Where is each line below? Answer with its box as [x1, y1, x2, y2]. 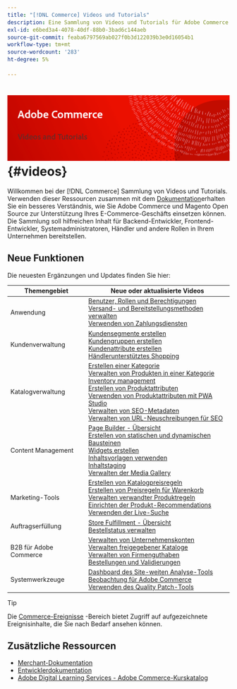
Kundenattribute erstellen [87, 344, 162, 353]
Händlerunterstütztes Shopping [87, 351, 180, 360]
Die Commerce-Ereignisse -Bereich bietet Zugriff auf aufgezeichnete [7, 612, 208, 621]
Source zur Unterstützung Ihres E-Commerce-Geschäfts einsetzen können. [7, 209, 226, 218]
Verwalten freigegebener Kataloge [87, 543, 188, 551]
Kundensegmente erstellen [87, 329, 166, 338]
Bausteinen [87, 439, 121, 447]
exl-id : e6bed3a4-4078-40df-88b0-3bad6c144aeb [7, 26, 147, 33]
